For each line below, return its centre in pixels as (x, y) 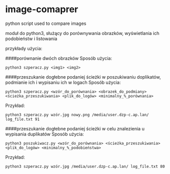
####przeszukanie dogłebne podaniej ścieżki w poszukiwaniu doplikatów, (83, 77)
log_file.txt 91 (22, 119)
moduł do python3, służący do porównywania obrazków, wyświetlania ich (82, 33)
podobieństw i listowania (31, 39)
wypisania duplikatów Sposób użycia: (45, 134)
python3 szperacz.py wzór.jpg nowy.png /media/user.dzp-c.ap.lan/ (77, 115)
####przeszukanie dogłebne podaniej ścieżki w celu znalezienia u (75, 128)
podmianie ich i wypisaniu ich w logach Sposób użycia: (63, 82)
